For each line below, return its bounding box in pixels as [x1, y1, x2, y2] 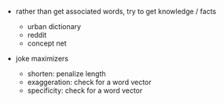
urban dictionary [27, 22, 81, 31]
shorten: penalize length [27, 69, 106, 78]
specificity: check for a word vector [27, 86, 143, 95]
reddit [27, 31, 47, 39]
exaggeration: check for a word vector [27, 78, 152, 86]
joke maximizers [15, 54, 69, 63]
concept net [27, 39, 67, 48]
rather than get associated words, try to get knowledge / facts [15, 7, 217, 16]
